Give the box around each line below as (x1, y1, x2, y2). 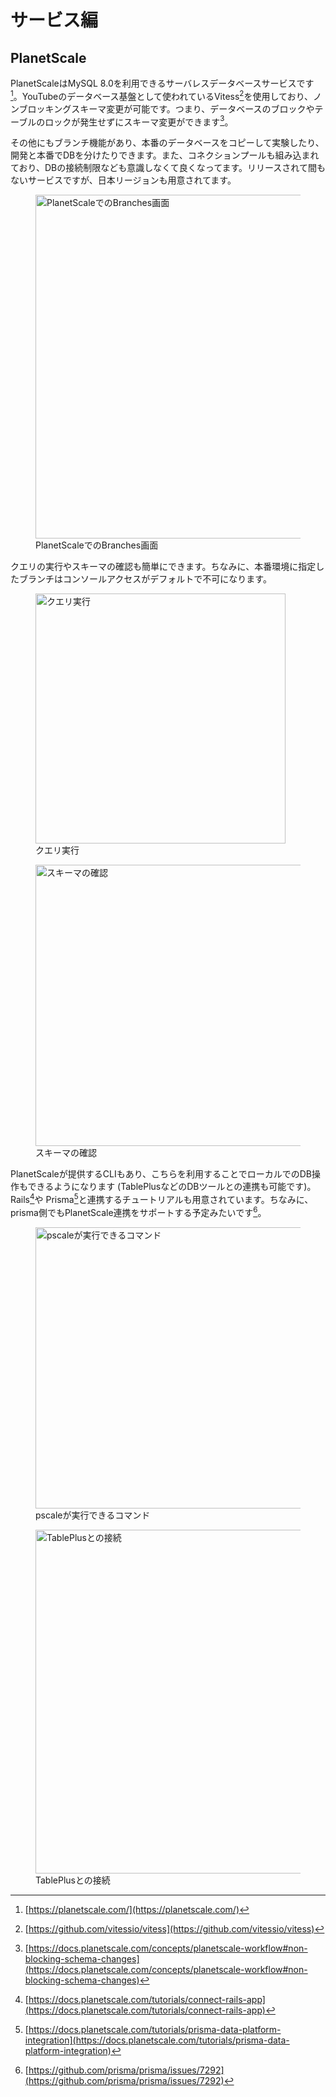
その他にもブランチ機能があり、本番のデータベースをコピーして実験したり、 (10, 137, 325, 149)
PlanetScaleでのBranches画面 (35, 539, 159, 551)
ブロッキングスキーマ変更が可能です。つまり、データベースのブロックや (18, 102, 315, 115)
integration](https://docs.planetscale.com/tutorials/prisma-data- (24, 2034, 290, 2046)
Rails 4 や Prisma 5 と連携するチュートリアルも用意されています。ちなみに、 (10, 1192, 314, 1205)
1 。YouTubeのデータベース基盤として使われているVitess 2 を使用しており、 (10, 89, 314, 102)
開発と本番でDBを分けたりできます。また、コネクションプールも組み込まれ (10, 149, 320, 161)
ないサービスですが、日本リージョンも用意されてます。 (10, 174, 237, 186)
